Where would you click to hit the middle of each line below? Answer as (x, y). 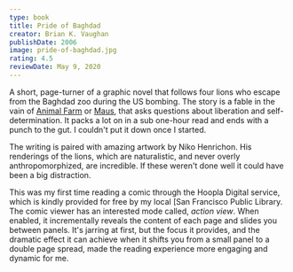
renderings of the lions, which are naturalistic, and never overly (125, 156)
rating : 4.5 (31, 58)
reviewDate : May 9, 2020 (55, 67)
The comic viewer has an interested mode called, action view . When (134, 211)
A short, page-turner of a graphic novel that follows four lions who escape (145, 92)
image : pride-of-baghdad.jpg (63, 51)
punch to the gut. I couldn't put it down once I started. (108, 129)
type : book (29, 17)
